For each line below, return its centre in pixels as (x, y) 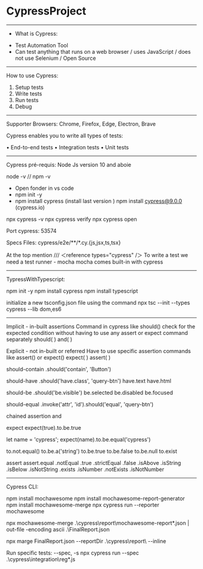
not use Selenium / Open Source (56, 58)
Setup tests (29, 87)
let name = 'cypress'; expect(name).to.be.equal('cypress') (79, 439)
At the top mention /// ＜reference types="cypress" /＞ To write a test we (97, 255)
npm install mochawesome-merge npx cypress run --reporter (83, 505)
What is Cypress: (36, 33)
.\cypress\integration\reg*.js (41, 559)
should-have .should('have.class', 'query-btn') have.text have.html (89, 381)
